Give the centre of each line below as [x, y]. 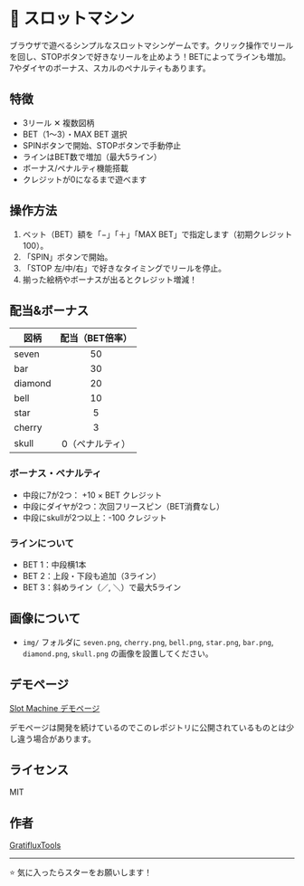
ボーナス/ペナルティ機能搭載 [76, 167]
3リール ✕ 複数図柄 [58, 122]
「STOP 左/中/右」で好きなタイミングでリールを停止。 [124, 268]
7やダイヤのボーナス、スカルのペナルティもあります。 [110, 68]
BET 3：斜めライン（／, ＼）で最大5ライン [102, 587]
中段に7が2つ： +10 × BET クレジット [92, 495]
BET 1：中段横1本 [54, 564]
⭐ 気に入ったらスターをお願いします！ [81, 872]
